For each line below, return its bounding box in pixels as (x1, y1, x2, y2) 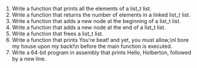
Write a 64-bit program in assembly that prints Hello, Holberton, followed (11, 49, 192, 56)
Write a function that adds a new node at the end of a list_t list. (11, 24, 166, 31)
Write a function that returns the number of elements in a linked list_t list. (11, 11, 191, 18)
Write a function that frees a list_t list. (11, 30, 103, 37)
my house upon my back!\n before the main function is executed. (11, 43, 173, 50)
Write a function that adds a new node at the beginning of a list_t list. (11, 18, 181, 24)
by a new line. (11, 56, 47, 62)
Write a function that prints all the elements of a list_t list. (11, 5, 152, 12)
